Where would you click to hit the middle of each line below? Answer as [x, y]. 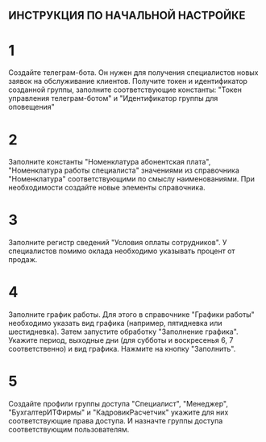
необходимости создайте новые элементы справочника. [107, 188]
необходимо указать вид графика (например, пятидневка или [115, 323]
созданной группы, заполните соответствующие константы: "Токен [125, 90]
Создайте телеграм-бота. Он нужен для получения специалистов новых [134, 73]
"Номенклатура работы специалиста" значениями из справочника [124, 170]
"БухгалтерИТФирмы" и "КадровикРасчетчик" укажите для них [118, 412]
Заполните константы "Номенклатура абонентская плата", [110, 162]
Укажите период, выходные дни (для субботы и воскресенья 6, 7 [121, 340]
